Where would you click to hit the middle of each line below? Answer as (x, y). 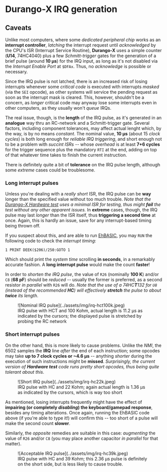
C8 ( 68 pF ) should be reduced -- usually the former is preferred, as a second (84, 280)
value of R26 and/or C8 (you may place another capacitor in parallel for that (82, 438)
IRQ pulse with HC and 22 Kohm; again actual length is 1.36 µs (82, 387)
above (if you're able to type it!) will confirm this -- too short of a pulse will (82, 418)
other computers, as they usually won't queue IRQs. (58, 108)
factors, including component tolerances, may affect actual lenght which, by (83, 128)
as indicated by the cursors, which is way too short (70, 392)
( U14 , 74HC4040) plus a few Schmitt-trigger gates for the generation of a (81, 56)
